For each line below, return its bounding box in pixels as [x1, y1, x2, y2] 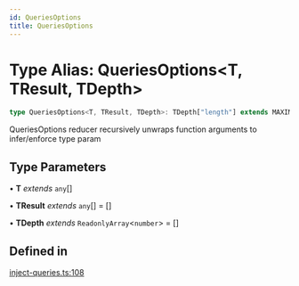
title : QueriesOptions [9, 21, 93, 30]
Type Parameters [9, 159, 107, 175]
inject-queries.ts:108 [9, 266, 85, 277]
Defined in [9, 243, 69, 258]
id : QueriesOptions [9, 12, 82, 22]
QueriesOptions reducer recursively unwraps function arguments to [9, 124, 258, 135]
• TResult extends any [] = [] [9, 200, 112, 211]
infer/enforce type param [9, 134, 101, 144]
